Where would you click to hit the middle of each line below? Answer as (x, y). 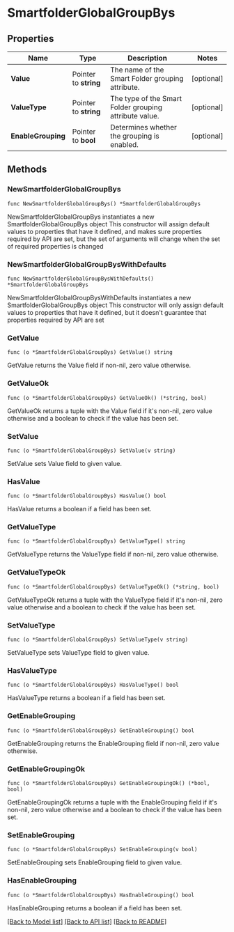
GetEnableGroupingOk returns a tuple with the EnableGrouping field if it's (112, 802)
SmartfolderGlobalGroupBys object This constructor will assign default (109, 224)
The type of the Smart (146, 99)
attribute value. (135, 116)
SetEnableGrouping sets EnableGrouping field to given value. (95, 862)
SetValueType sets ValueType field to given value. (78, 653)
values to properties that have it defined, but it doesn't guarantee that (107, 312)
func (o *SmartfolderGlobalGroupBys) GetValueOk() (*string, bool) (107, 398)
